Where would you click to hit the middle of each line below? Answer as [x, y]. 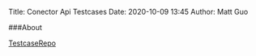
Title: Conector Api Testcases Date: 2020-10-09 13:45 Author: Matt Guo [128, 12]
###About [26, 27]
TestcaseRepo [32, 43]
